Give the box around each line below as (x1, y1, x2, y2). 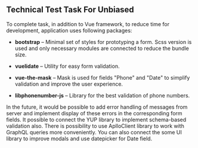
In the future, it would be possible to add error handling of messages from (6, 103, 188, 111)
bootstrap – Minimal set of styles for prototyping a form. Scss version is (14, 38, 192, 45)
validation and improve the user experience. (14, 80, 123, 87)
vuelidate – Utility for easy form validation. (14, 62, 120, 70)
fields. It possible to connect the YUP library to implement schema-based (6, 116, 187, 123)
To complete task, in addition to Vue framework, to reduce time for (6, 20, 170, 27)
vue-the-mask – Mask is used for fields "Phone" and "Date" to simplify (14, 74, 190, 81)
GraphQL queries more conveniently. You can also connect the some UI (6, 128, 182, 136)
